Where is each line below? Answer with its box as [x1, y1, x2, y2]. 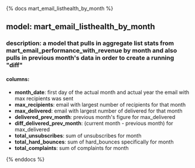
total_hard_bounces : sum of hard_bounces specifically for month [14, 138, 174, 145]
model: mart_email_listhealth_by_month [6, 22, 155, 32]
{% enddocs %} [6, 156, 45, 163]
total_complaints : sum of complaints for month [14, 144, 129, 151]
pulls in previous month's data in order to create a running [6, 54, 175, 62]
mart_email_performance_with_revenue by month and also [6, 47, 177, 55]
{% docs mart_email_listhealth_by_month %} [6, 5, 114, 12]
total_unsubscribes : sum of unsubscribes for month [14, 132, 142, 139]
